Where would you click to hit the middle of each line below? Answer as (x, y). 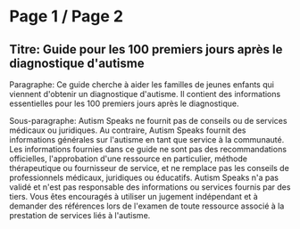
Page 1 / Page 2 (66, 16)
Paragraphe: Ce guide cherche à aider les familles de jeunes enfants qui (142, 85)
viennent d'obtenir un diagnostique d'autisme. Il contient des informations (145, 94)
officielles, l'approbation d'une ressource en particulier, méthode (129, 159)
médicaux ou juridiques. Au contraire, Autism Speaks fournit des (128, 130)
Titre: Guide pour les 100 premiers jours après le (146, 49)
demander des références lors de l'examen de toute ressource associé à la (147, 206)
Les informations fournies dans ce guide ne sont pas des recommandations (148, 149)
